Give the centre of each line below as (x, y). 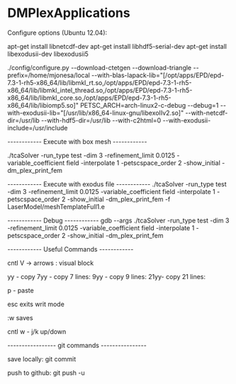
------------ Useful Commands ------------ (71, 249)
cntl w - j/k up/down (37, 332)
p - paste (21, 290)
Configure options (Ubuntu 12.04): (57, 33)
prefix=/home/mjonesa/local (49, 75)
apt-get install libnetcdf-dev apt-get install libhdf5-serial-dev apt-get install (117, 46)
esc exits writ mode (36, 304)
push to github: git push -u (46, 373)
